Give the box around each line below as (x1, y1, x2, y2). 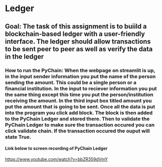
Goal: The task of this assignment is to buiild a (5, 22, 147, 30)
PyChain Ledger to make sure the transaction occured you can (5, 121, 155, 128)
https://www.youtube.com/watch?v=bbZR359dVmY (5, 156, 108, 162)
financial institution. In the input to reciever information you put (5, 85, 157, 92)
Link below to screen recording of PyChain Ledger (5, 146, 108, 152)
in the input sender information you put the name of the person (5, 73, 156, 80)
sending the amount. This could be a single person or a (5, 79, 137, 86)
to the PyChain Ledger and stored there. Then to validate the (5, 115, 150, 122)
